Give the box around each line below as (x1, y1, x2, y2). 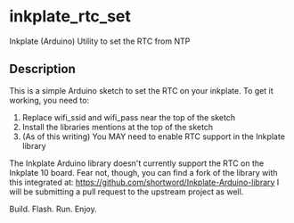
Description (9, 62, 76, 77)
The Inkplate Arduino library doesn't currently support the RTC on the (9, 158, 265, 169)
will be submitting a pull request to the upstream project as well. (9, 186, 244, 197)
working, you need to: (9, 95, 90, 105)
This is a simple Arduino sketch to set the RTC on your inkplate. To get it (9, 85, 274, 95)
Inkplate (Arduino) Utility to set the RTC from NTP (9, 36, 191, 46)
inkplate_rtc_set (9, 6, 132, 27)
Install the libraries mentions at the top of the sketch (21, 121, 214, 132)
